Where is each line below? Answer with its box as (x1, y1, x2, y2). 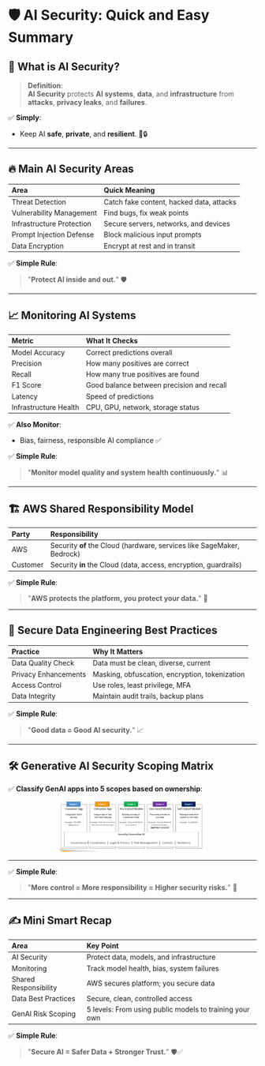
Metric (11, 336, 34, 346)
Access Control (11, 680, 62, 689)
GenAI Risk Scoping (11, 1008, 77, 1019)
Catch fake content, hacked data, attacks (103, 197, 237, 206)
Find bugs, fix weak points (103, 208, 189, 217)
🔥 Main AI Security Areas (8, 163, 134, 176)
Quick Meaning (103, 186, 155, 195)
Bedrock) (50, 549, 80, 558)
